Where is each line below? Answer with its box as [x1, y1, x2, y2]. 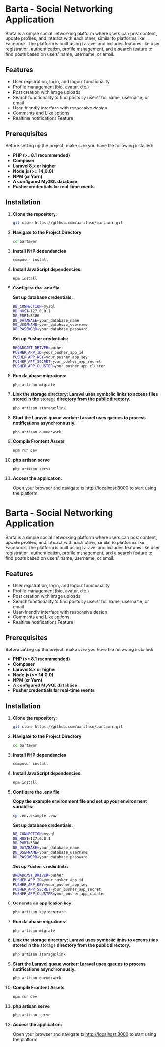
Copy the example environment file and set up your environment [12, 798, 147, 804]
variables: [12, 803, 34, 809]
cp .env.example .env [12, 813, 57, 818]
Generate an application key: [12, 900, 73, 906]
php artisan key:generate [12, 910, 66, 915]
